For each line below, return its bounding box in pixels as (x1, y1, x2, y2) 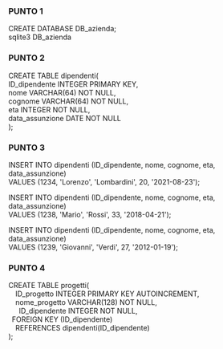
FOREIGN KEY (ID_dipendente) (11, 315, 113, 324)
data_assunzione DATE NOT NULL (8, 113, 122, 123)
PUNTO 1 (8, 6, 43, 17)
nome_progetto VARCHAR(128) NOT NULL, (15, 298, 158, 307)
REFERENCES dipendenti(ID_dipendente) (15, 323, 150, 333)
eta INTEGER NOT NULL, (8, 104, 91, 114)
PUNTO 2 (8, 52, 46, 63)
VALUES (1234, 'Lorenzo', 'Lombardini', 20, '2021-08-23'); (8, 177, 201, 186)
